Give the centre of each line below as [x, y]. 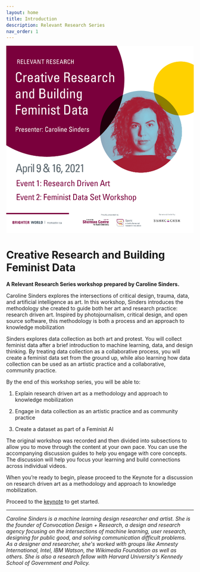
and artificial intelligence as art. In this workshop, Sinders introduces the [95, 302]
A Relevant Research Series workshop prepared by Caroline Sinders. [93, 284]
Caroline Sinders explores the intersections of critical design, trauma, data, [98, 296]
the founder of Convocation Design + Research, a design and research [93, 525]
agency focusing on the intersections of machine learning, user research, [96, 532]
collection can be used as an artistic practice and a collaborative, [86, 364]
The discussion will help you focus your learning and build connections [93, 460]
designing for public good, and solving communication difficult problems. [96, 538]
